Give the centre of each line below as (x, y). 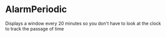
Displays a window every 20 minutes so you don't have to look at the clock (83, 23)
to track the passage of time (35, 28)
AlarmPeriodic (36, 9)
